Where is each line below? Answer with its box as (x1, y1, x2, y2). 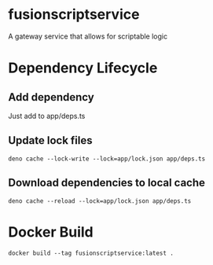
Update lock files (8, 134, 93, 147)
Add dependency (8, 90, 94, 104)
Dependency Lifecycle (8, 59, 158, 77)
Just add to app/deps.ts (8, 111, 86, 120)
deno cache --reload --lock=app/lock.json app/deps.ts (8, 197, 192, 205)
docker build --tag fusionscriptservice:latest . (8, 249, 174, 257)
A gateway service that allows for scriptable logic (8, 31, 167, 41)
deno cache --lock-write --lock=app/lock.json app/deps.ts (8, 155, 206, 163)
